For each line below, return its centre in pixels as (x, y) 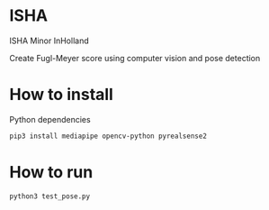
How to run (51, 172)
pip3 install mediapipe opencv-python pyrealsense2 (108, 136)
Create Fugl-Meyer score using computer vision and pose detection (135, 58)
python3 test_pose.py (50, 196)
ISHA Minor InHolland (49, 41)
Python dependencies (50, 119)
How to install (62, 95)
